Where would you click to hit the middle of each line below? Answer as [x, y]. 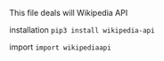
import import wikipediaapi [60, 47]
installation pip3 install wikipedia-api [82, 30]
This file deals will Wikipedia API [69, 13]
